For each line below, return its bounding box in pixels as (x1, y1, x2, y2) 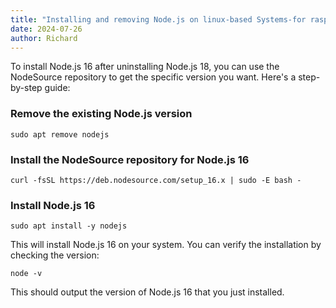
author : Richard (10, 33, 78, 43)
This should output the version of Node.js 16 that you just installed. (10, 286, 285, 298)
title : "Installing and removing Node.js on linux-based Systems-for (10, 14, 307, 25)
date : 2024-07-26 (10, 24, 83, 34)
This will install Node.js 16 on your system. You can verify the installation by (10, 239, 322, 251)
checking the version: (10, 249, 100, 261)
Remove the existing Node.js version (10, 107, 193, 121)
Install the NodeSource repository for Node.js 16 (10, 152, 250, 166)
